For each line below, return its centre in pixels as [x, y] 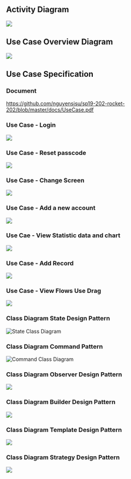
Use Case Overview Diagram [60, 42]
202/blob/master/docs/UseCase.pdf [50, 110]
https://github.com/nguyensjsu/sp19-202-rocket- [65, 104]
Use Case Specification [50, 74]
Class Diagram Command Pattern [55, 346]
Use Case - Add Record [40, 263]
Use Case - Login [31, 125]
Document [21, 90]
